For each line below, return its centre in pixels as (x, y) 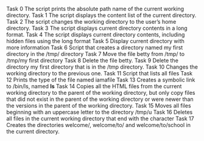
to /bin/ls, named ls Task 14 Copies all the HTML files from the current (94, 86)
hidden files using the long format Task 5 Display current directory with (95, 41)
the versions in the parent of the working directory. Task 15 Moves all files (99, 105)
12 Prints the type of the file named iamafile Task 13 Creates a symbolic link (101, 80)
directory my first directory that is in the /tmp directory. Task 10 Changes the (102, 67)
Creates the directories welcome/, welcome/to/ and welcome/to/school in (98, 125)
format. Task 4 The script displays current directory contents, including (96, 35)
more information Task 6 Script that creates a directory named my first (95, 47)
